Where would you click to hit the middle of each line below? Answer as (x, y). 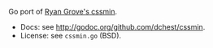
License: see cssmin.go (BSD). (71, 36)
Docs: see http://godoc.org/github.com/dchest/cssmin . (113, 27)
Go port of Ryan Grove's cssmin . (63, 12)
